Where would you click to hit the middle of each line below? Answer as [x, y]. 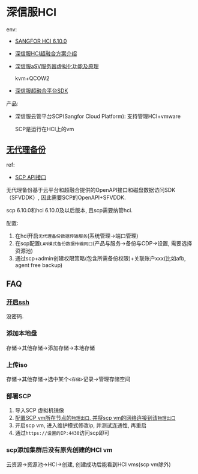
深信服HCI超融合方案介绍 [46, 53]
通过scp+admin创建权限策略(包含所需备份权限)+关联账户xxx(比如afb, [100, 258]
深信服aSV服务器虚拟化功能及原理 [57, 66]
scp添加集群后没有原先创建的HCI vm [59, 450]
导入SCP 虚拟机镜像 [39, 410]
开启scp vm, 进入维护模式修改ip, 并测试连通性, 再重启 [81, 425]
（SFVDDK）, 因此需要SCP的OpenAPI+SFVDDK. [66, 197]
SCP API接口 [31, 177]
